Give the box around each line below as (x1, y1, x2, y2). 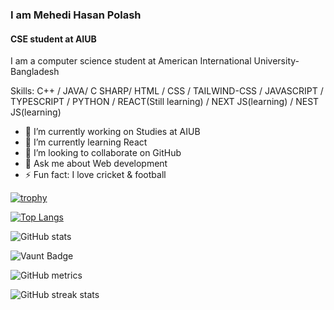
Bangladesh (10, 66, 60, 78)
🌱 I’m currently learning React (24, 136, 148, 148)
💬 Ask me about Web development (24, 158, 168, 170)
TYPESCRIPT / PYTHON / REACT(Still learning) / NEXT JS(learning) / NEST (10, 96, 320, 108)
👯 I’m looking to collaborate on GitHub (24, 147, 182, 159)
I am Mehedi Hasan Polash (10, 8, 142, 22)
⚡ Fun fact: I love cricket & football (24, 169, 167, 181)
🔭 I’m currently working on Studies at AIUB (24, 126, 201, 138)
